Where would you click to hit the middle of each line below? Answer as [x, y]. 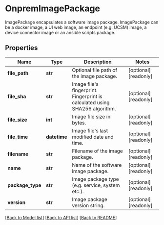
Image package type [95, 179]
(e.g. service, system [96, 185]
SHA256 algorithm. [94, 108]
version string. [88, 205]
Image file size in [91, 117]
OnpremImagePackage [53, 9]
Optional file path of [95, 70]
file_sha [17, 96]
